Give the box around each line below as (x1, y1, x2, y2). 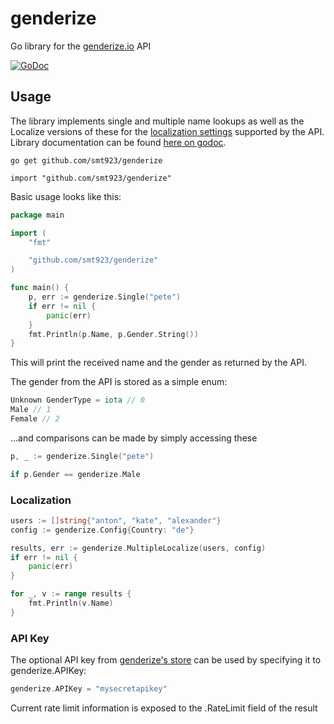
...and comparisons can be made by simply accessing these (10, 432, 258, 444)
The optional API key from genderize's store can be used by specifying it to (10, 654, 322, 666)
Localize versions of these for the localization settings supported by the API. (10, 125, 325, 137)
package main (10, 210, 65, 220)
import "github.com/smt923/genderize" (10, 173, 172, 183)
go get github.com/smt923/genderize (10, 155, 163, 166)
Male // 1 (10, 405, 52, 415)
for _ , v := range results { (10, 589, 132, 599)
